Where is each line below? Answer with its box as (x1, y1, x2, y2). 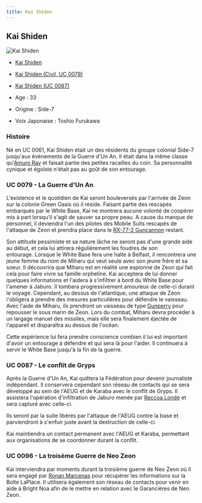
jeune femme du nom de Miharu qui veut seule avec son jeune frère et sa (6, 257, 188, 264)
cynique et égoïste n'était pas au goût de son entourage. (6, 165, 147, 173)
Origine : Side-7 (14, 106, 54, 113)
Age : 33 (14, 94, 37, 101)
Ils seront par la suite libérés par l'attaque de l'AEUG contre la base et (6, 412, 179, 420)
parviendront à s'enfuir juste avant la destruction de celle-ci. (6, 418, 157, 426)
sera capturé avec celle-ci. (6, 400, 73, 408)
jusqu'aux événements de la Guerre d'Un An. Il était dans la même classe (6, 152, 188, 160)
